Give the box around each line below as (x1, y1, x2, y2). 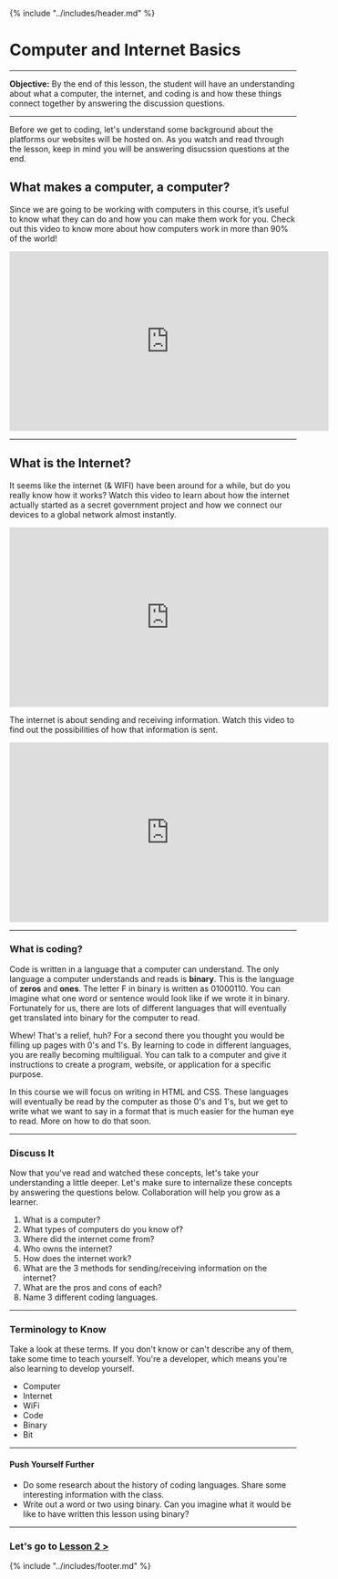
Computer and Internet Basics (9, 40, 241, 60)
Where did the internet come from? (22, 1234, 155, 1245)
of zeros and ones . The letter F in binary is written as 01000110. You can (9, 983, 281, 994)
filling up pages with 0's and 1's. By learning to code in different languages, (9, 1040, 292, 1051)
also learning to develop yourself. (9, 1364, 135, 1375)
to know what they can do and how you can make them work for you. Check (9, 214, 296, 225)
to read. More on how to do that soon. (9, 1115, 152, 1126)
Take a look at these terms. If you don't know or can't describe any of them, (9, 1344, 294, 1354)
